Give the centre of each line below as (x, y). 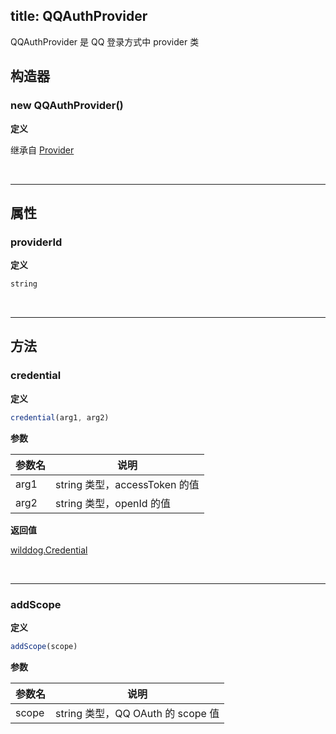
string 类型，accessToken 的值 (127, 484)
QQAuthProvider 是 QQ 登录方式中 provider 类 (105, 41)
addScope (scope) (44, 646)
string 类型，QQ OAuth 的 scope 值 (137, 713)
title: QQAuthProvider (79, 16)
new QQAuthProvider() (67, 106)
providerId (36, 242)
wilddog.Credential (49, 550)
